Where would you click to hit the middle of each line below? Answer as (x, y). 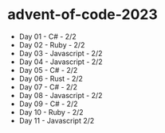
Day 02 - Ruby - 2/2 (52, 44)
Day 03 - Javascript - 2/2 (61, 53)
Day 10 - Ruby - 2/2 (51, 112)
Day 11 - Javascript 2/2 (57, 120)
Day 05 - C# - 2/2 (48, 70)
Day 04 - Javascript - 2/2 (61, 62)
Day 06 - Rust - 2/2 (51, 78)
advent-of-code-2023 (83, 15)
